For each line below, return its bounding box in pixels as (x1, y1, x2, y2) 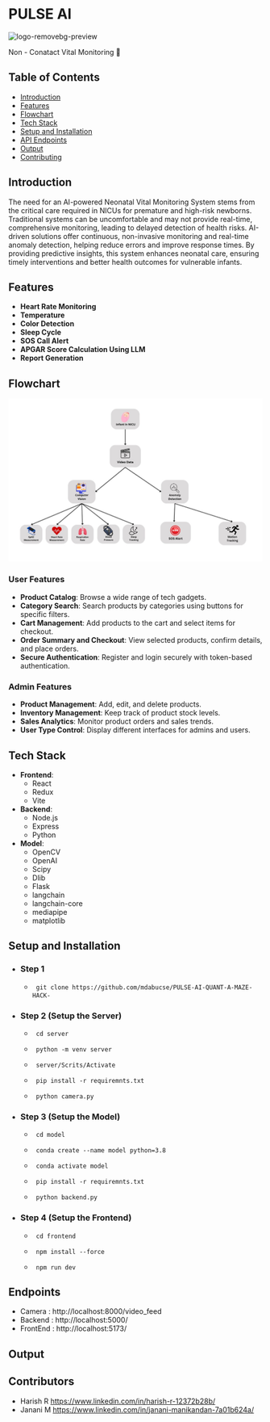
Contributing (19, 152, 62, 161)
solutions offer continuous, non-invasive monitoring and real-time (31, 231, 249, 241)
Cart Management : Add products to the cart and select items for (19, 618, 236, 627)
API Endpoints (19, 135, 67, 145)
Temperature (19, 310, 65, 320)
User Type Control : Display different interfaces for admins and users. (19, 725, 251, 735)
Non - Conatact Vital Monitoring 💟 (8, 47, 121, 57)
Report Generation (19, 353, 84, 363)
